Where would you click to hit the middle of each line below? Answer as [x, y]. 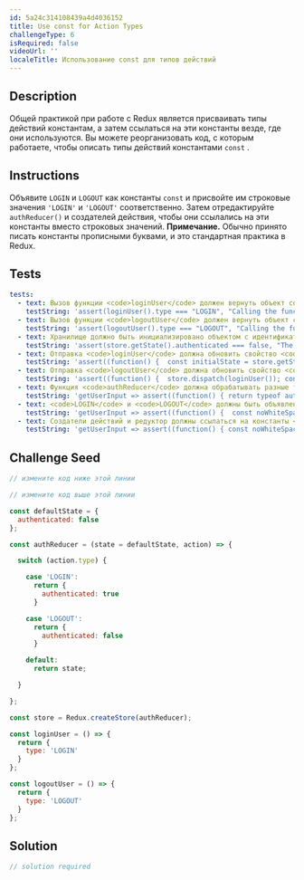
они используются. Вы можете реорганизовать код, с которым [132, 138]
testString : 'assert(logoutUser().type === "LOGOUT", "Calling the [155, 328]
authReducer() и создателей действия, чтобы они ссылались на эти [139, 216]
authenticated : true [81, 594]
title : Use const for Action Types [76, 26]
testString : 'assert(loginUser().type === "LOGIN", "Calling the [152, 312]
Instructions [44, 176]
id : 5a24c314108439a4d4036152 [66, 18]
